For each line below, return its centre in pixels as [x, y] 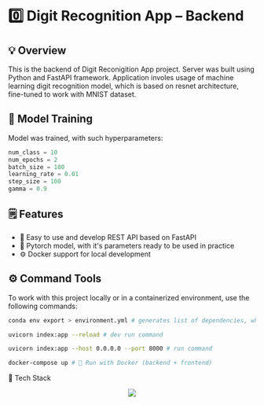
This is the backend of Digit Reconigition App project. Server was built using [132, 69]
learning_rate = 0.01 [44, 175]
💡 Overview [37, 50]
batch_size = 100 [37, 167]
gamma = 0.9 [27, 189]
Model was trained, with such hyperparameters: [86, 138]
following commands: [43, 306]
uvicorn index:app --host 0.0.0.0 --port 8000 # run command [110, 349]
